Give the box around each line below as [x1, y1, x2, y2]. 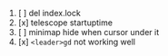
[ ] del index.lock [17, 8, 82, 18]
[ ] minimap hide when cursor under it [17, 27, 160, 37]
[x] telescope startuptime [17, 17, 114, 28]
